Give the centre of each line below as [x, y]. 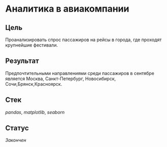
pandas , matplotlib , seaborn [35, 112]
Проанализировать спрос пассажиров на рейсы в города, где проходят [83, 40]
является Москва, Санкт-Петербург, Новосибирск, [61, 79]
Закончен [16, 140]
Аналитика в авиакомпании [67, 9]
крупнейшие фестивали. [32, 45]
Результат [22, 61]
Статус [17, 128]
